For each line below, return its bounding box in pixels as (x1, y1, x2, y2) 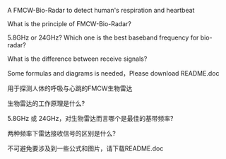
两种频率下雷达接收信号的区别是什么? (7, 129, 117, 137)
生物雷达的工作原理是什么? (7, 99, 85, 107)
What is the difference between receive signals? (7, 54, 148, 63)
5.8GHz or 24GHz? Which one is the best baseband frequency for (7, 33, 199, 42)
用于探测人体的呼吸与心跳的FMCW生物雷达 (7, 84, 133, 93)
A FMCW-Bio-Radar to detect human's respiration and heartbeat (7, 6, 195, 14)
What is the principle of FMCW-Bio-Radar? (7, 20, 132, 28)
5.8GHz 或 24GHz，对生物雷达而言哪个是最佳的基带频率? (7, 114, 174, 122)
